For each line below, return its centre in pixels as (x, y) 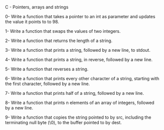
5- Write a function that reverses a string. (47, 69)
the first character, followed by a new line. (47, 84)
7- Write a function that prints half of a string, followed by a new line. (74, 93)
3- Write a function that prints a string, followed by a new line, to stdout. (78, 50)
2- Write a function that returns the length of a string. (59, 41)
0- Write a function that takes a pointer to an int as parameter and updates (80, 16)
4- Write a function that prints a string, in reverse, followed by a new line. (79, 60)
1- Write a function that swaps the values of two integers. (63, 31)
